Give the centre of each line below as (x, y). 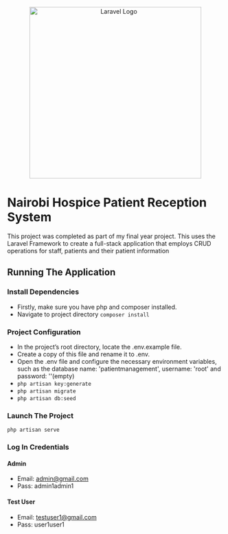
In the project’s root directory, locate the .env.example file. (99, 347)
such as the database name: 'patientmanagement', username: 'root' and (119, 369)
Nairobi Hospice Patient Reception (107, 203)
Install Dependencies (43, 292)
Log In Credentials (38, 448)
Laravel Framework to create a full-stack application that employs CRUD (109, 243)
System (30, 217)
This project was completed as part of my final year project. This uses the (112, 236)
